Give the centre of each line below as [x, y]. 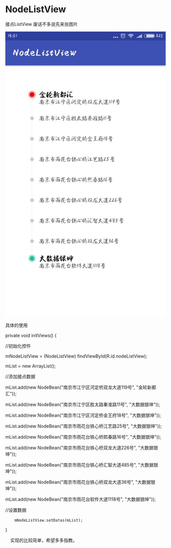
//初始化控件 [18, 346]
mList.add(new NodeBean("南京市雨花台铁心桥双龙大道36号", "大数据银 [80, 482]
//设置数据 [16, 510]
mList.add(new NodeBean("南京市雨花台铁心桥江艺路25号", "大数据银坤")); [83, 426]
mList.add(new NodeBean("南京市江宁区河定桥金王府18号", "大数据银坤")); [83, 415]
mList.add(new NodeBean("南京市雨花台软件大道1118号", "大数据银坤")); [81, 499]
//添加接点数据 [20, 376]
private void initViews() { [31, 335]
